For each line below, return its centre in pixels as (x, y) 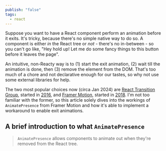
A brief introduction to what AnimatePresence (75, 126)
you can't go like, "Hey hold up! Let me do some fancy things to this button (82, 49)
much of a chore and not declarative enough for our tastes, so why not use (82, 75)
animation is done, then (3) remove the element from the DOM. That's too (81, 69)
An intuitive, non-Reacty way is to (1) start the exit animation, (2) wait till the (83, 64)
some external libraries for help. (38, 80)
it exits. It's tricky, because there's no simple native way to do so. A (74, 38)
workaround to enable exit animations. (44, 111)
